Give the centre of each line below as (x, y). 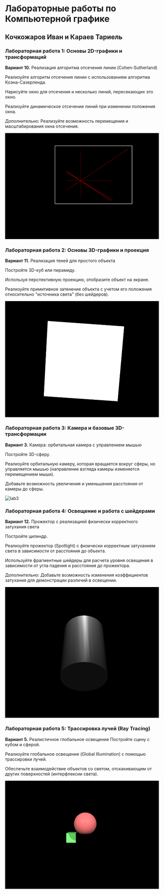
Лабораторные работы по (61, 9)
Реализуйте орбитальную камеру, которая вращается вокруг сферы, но (80, 464)
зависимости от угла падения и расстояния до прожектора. (68, 566)
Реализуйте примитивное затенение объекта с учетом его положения (79, 289)
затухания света (22, 527)
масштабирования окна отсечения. (42, 126)
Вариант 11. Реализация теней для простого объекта (60, 261)
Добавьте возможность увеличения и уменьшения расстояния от (74, 483)
